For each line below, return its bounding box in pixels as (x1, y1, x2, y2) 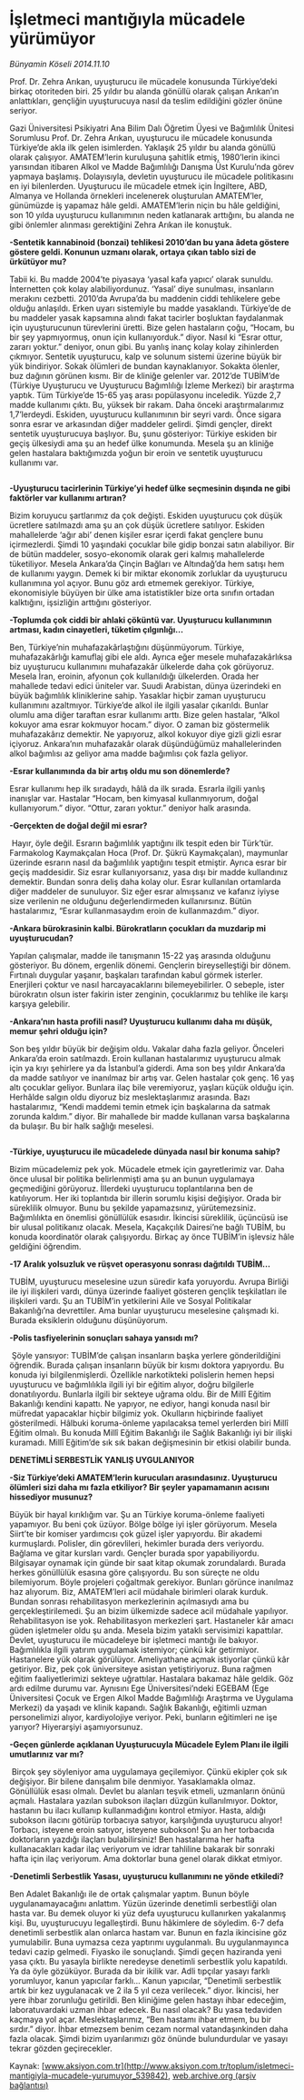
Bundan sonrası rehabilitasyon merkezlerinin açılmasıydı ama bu (9, 1596, 250, 1607)
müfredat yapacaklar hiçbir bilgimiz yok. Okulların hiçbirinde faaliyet (9, 1408, 263, 1418)
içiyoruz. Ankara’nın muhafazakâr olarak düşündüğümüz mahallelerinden (9, 738, 282, 749)
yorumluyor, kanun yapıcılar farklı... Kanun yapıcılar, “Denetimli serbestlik (9, 1975, 282, 1986)
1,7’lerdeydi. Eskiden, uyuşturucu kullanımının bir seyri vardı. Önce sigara (9, 409, 281, 420)
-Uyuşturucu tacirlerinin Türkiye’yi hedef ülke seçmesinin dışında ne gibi (9, 483, 290, 493)
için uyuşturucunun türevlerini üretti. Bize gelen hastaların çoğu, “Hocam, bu (9, 322, 295, 333)
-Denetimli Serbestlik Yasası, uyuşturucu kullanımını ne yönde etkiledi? (9, 1870, 284, 1881)
